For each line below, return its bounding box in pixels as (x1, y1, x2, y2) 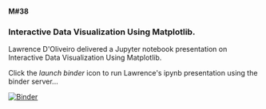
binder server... (8, 76, 58, 86)
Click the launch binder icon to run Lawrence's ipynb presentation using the (8, 68, 258, 77)
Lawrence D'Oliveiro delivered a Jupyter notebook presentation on (8, 44, 228, 53)
